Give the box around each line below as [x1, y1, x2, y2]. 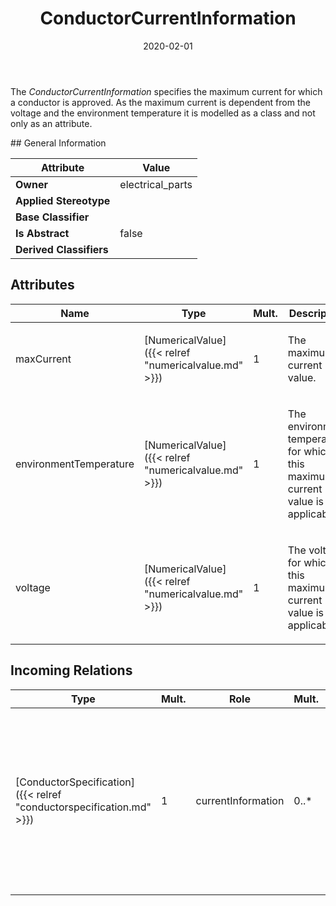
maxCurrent [15, 352, 72, 366]
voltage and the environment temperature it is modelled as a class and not [10, 107, 316, 119]
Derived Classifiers [15, 242, 109, 256]
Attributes [10, 277, 75, 294]
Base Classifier [15, 210, 90, 224]
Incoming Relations [10, 662, 133, 679]
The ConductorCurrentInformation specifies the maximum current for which [10, 85, 323, 97]
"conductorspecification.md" [15, 800, 152, 814]
